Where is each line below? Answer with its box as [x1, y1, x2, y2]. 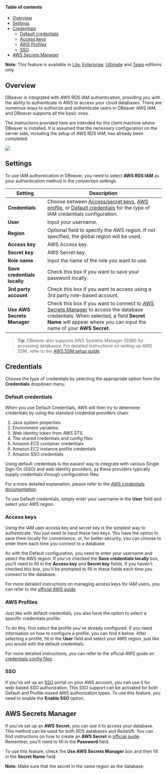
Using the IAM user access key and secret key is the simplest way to [5, 525, 146, 531]
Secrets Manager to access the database [47, 306, 143, 313]
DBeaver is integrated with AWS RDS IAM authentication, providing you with [5, 94, 161, 100]
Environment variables [12, 425, 59, 431]
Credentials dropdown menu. [5, 381, 66, 387]
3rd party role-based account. [47, 292, 119, 299]
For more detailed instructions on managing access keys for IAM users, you [5, 581, 160, 587]
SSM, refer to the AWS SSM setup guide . [17, 348, 101, 354]
